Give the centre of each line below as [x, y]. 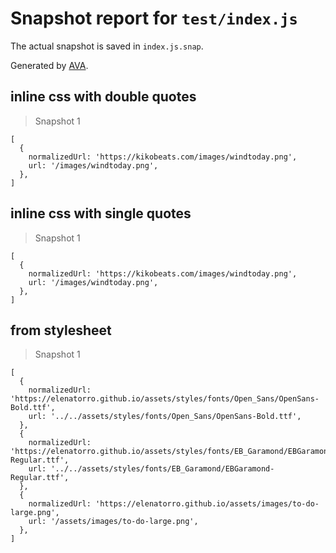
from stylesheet [61, 330]
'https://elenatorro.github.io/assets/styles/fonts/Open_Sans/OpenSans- [165, 399]
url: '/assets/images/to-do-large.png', [113, 522]
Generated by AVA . [49, 65]
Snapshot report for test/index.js [154, 18]
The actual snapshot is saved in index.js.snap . [107, 46]
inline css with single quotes [101, 213]
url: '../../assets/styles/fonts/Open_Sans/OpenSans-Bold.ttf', [165, 417]
